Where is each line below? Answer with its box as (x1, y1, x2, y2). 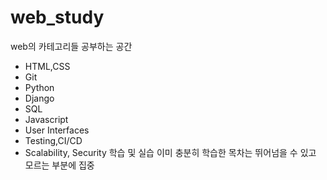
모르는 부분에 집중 (24, 159, 95, 171)
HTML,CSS (24, 60, 71, 72)
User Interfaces (24, 124, 90, 136)
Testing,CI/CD (24, 134, 83, 146)
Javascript (24, 113, 69, 125)
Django (24, 92, 55, 104)
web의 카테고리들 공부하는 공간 (10, 40, 133, 52)
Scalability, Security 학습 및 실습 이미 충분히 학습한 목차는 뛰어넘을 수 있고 (24, 146, 317, 158)
